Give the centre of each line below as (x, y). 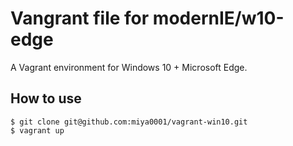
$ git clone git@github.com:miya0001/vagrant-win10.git (129, 122)
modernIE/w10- (218, 18)
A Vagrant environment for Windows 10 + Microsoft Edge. (129, 67)
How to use (46, 98)
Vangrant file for (80, 18)
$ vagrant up (37, 130)
